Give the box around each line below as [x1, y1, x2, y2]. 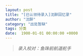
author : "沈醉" [5, 17, 36, 22]
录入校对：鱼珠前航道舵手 [17, 45, 71, 51]
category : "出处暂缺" [5, 21, 48, 27]
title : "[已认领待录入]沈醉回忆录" [5, 12, 72, 17]
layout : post [5, 7, 33, 13]
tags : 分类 [5, 26, 27, 31]
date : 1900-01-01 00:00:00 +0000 [5, 31, 78, 36]
